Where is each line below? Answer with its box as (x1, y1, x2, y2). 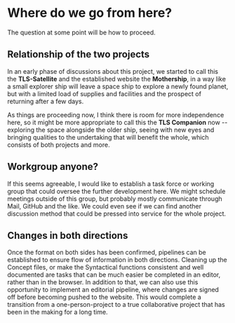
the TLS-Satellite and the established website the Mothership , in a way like (7, 74, 227, 83)
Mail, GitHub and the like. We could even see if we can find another (7, 202, 202, 210)
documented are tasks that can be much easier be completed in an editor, (7, 270, 221, 279)
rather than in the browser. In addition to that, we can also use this (7, 278, 199, 286)
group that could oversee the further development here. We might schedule (7, 187, 226, 195)
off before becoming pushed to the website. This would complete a (7, 293, 201, 301)
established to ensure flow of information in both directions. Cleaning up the (7, 256, 227, 264)
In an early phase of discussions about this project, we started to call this (7, 67, 219, 75)
